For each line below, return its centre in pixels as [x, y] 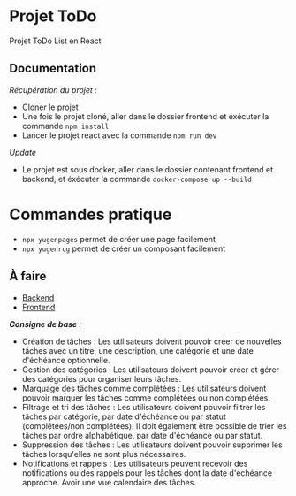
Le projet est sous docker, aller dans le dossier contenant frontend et [148, 169]
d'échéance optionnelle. [66, 360]
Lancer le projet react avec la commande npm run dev [119, 135]
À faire [28, 276]
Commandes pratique [91, 214]
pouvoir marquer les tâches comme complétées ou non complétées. [146, 397]
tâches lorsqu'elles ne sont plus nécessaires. [104, 454]
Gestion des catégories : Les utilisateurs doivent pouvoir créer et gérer [151, 370]
